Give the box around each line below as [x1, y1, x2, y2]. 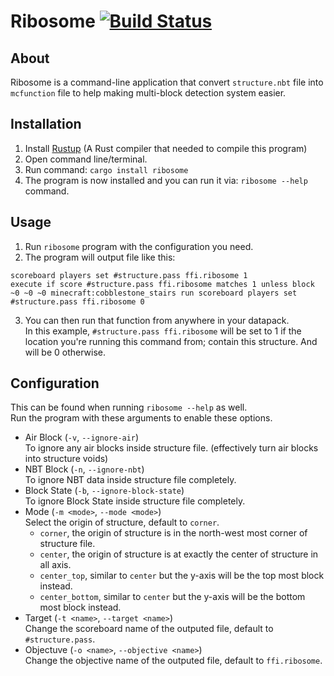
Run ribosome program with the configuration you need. [24, 240, 254, 252]
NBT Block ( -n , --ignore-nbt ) [24, 463, 145, 475]
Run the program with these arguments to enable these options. [10, 412, 273, 424]
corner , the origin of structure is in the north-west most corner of [39, 527, 308, 539]
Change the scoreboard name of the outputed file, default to [24, 623, 274, 635]
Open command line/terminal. [24, 153, 148, 165]
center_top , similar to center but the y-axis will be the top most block [39, 570, 325, 582]
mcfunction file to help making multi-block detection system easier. [10, 87, 287, 99]
